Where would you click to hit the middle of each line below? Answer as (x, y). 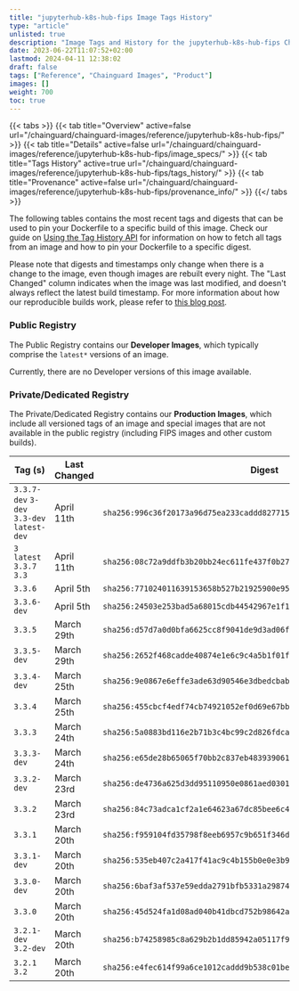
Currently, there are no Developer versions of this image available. (130, 372)
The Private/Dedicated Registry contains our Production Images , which (141, 414)
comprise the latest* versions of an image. (89, 354)
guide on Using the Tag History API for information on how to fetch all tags (145, 238)
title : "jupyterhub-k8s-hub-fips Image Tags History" (111, 17)
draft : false (33, 68)
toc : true (28, 100)
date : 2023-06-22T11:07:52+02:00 (71, 51)
